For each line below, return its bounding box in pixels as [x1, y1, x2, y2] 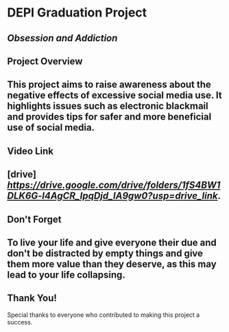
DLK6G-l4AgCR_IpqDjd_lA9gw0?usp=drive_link [7, 190, 218, 202]
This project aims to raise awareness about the [7, 79, 211, 91]
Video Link [7, 145, 53, 157]
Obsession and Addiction [7, 32, 118, 44]
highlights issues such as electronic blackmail [7, 100, 208, 112]
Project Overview [7, 55, 83, 67]
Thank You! [7, 292, 57, 304]
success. [7, 318, 33, 326]
